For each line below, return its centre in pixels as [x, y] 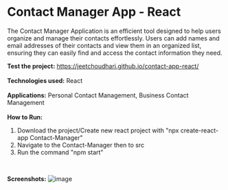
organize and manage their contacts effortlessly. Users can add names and [113, 38]
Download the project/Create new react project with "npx [98, 130]
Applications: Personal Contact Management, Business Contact [98, 95]
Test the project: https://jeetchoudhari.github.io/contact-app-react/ [103, 66]
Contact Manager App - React [94, 12]
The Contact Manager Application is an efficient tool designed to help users [114, 31]
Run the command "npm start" [60, 152]
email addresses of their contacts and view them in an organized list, [104, 45]
